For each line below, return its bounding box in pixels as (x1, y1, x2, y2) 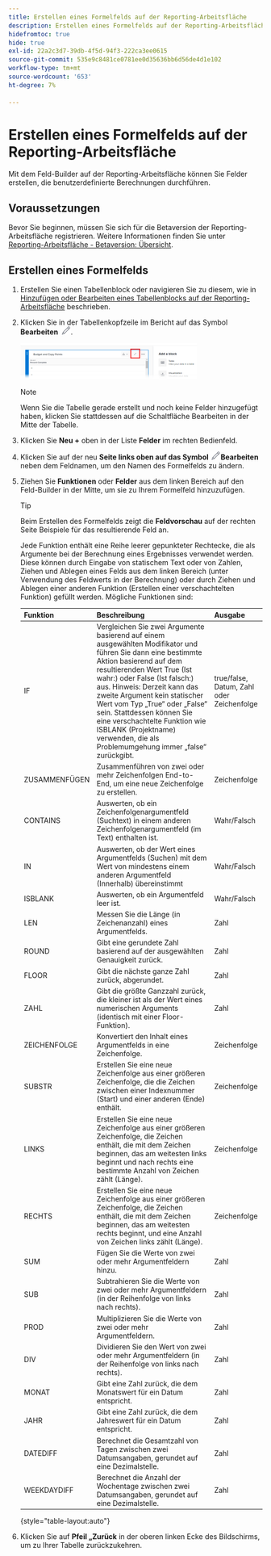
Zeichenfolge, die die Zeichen (96, 1077, 195, 1087)
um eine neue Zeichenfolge (112, 779, 204, 789)
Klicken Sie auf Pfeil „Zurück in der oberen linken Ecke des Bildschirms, (19, 1532, 261, 1541)
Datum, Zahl (214, 682, 255, 691)
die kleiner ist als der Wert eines (96, 994, 203, 1004)
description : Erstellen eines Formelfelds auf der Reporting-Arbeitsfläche (8, 21, 269, 30)
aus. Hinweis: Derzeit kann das (96, 682, 199, 691)
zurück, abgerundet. (96, 975, 164, 984)
